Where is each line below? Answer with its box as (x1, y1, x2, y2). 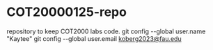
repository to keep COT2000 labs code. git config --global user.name (6, 27, 206, 35)
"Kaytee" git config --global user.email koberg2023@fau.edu (6, 34, 182, 42)
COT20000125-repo (6, 4, 127, 20)
